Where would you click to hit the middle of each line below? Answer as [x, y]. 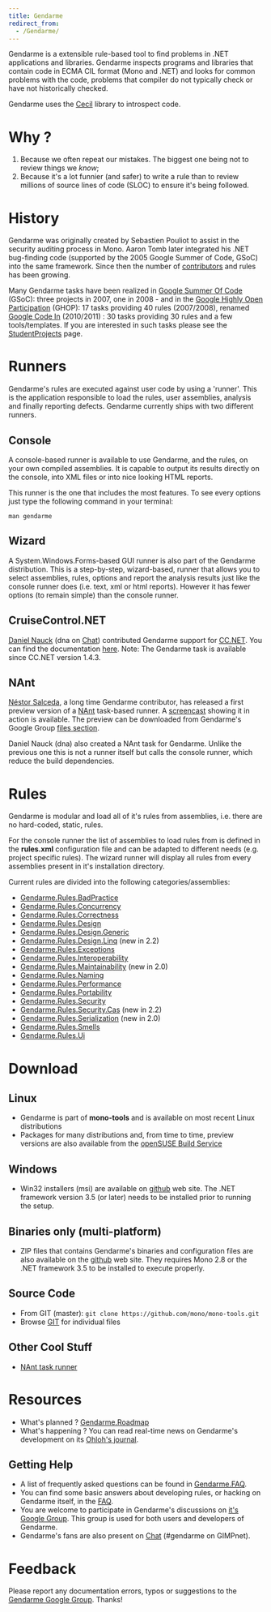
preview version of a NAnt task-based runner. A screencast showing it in [129, 711]
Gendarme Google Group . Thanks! [66, 1600]
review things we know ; [59, 168]
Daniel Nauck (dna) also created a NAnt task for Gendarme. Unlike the [125, 744]
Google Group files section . [54, 728]
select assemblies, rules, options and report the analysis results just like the [134, 577]
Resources [45, 1399]
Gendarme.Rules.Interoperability [74, 958]
